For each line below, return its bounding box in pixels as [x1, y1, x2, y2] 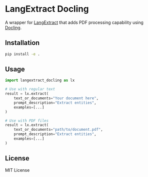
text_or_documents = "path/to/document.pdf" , [14, 127, 103, 132]
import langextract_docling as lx [5, 78, 75, 83]
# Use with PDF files [5, 118, 49, 123]
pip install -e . [5, 52, 40, 56]
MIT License [5, 167, 30, 173]
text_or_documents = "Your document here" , [14, 96, 99, 101]
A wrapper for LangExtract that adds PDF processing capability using [5, 19, 144, 25]
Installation [5, 39, 40, 47]
